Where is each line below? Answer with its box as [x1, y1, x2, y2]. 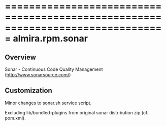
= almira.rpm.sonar [5, 33, 88, 45]
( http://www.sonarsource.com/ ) [5, 72, 71, 77]
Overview [5, 53, 37, 61]
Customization [5, 87, 53, 95]
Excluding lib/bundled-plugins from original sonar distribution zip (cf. [5, 109, 149, 115]
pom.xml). [5, 115, 26, 121]
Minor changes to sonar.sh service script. [5, 100, 92, 106]
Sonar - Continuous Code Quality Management [5, 66, 103, 72]
